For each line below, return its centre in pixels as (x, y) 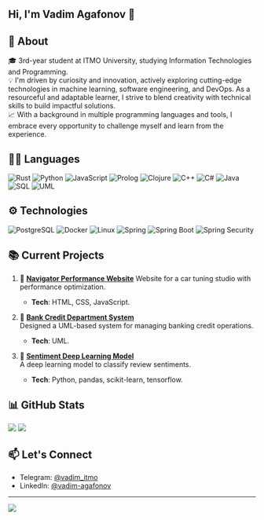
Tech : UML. (50, 341)
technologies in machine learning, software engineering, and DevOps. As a (129, 89)
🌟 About (28, 41)
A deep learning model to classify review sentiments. (105, 364)
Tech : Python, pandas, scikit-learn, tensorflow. (107, 379)
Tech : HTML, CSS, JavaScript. (81, 302)
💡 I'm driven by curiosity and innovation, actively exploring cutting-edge (125, 80)
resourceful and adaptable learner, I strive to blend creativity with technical (130, 97)
